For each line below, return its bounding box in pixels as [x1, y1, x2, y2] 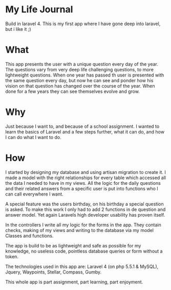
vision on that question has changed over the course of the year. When [5, 83, 155, 89]
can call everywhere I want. [5, 191, 63, 197]
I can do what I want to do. [5, 134, 61, 140]
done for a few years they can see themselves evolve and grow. [5, 88, 140, 94]
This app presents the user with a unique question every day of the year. [5, 61, 159, 67]
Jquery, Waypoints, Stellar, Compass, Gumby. [5, 268, 102, 275]
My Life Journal [5, 4, 73, 15]
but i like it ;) [5, 26, 32, 32]
